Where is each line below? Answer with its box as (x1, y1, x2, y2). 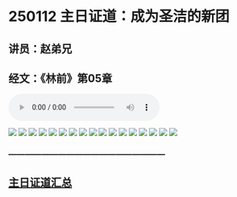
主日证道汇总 (8, 175, 73, 189)
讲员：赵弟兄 (8, 42, 73, 55)
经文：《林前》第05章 (8, 72, 113, 85)
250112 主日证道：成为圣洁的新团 (8, 7, 230, 26)
